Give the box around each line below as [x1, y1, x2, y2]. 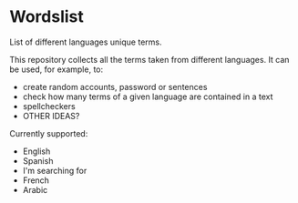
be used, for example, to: [9, 64, 104, 75]
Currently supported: [9, 127, 88, 138]
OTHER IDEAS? [22, 110, 80, 121]
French [22, 175, 50, 186]
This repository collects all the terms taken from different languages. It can [9, 54, 290, 65]
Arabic [22, 184, 48, 195]
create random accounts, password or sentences [22, 81, 208, 92]
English [22, 146, 51, 157]
